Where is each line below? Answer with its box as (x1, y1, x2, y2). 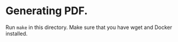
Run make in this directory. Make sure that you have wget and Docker (5, 24, 173, 31)
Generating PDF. (5, 4, 88, 18)
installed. (5, 30, 28, 37)
